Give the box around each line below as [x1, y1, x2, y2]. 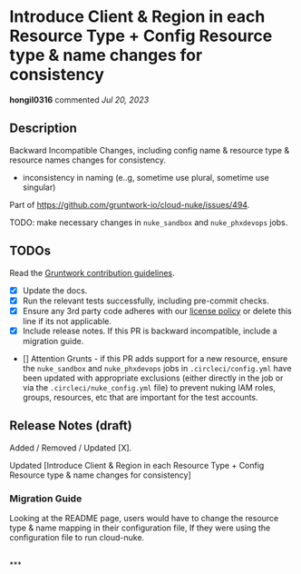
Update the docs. [22, 284, 88, 296]
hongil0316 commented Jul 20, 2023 [9, 94, 150, 105]
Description [9, 121, 77, 136]
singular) [22, 182, 56, 193]
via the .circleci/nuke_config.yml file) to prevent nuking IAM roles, [22, 381, 277, 392]
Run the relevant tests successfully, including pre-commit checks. [22, 295, 269, 306]
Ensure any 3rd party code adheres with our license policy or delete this [22, 305, 292, 316]
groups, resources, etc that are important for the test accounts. [22, 391, 258, 402]
